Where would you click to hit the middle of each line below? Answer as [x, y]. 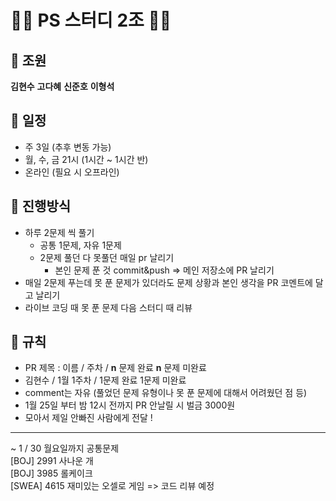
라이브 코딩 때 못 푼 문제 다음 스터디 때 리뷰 [108, 307]
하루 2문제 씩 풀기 [59, 232]
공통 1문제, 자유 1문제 [80, 245]
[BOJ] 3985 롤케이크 [51, 473]
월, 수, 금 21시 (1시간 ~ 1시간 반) [86, 159]
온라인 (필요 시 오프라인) [72, 172]
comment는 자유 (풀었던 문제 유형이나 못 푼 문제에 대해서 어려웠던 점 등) [166, 393]
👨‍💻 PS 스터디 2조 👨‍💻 [91, 20]
